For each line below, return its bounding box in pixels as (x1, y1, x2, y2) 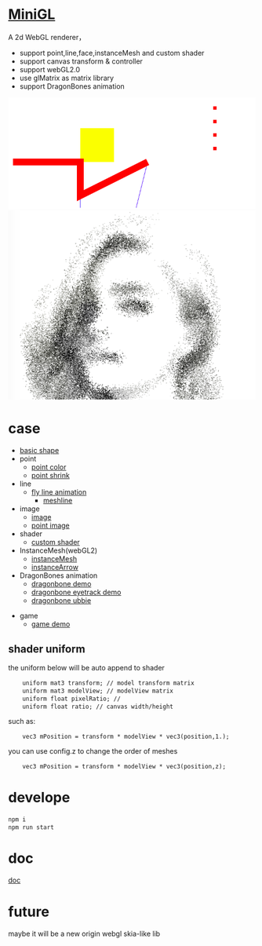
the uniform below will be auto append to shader (8, 663, 165, 672)
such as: (8, 716, 36, 725)
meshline (42, 496, 73, 506)
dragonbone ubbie (31, 596, 92, 605)
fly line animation (31, 488, 87, 497)
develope (8, 789, 71, 806)
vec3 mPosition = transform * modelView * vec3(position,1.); (22, 732, 230, 740)
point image (31, 520, 71, 531)
